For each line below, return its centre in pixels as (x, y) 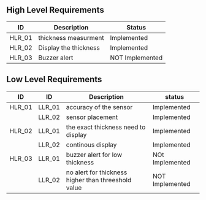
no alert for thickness (97, 172)
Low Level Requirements (54, 79)
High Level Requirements (55, 10)
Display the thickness (69, 47)
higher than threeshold (99, 180)
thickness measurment (71, 37)
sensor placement (92, 117)
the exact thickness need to (106, 127)
